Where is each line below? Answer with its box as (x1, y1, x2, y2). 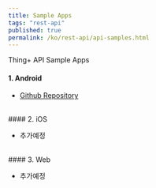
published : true (8, 26, 61, 34)
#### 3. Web (8, 155, 51, 164)
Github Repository (19, 91, 79, 100)
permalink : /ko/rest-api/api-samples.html (8, 33, 150, 42)
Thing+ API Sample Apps (8, 55, 90, 65)
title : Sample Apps (8, 11, 72, 20)
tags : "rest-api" (8, 19, 65, 27)
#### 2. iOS (8, 115, 47, 124)
